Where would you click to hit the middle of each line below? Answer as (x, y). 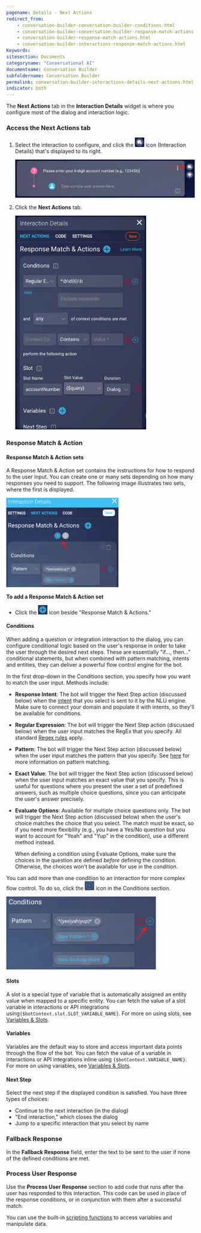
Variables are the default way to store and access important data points (94, 1047)
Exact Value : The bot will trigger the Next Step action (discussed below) (104, 773)
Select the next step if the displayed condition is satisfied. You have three (97, 1093)
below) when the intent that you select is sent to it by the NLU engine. (101, 700)
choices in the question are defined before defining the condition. (96, 860)
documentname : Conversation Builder (52, 69)
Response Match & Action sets (45, 457)
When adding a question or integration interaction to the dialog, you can (95, 639)
